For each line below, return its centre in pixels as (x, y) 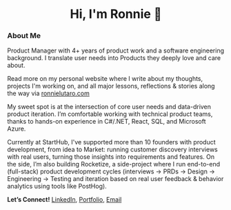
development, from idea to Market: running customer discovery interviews (113, 150)
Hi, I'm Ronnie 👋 (116, 14)
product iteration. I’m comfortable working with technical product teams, (110, 114)
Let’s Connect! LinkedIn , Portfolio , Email (64, 200)
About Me (24, 36)
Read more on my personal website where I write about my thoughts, (105, 79)
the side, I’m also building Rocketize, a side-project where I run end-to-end (114, 164)
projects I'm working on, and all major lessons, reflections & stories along (111, 86)
